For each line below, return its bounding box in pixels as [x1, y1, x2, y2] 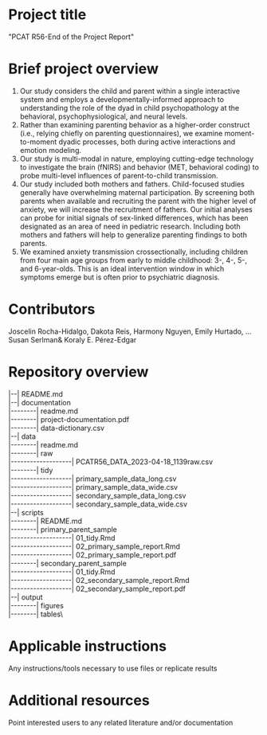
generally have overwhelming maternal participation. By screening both [19, 187, 255, 197]
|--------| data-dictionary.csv [8, 423, 105, 432]
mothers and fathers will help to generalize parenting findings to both [19, 229, 247, 240]
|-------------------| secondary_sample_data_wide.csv [8, 499, 188, 509]
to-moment [19, 137, 57, 147]
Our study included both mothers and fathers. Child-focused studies [19, 179, 245, 189]
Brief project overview [8, 60, 159, 78]
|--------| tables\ [8, 609, 64, 619]
